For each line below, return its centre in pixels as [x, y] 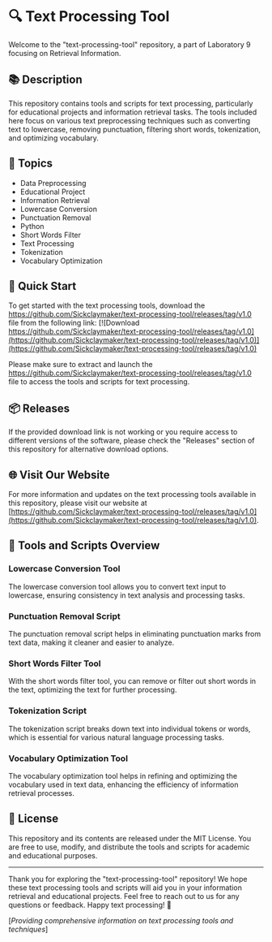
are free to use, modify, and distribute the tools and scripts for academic [129, 847]
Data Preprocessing [53, 183]
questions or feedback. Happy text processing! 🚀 [90, 905]
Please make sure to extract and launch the [81, 365]
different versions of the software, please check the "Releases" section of [132, 441]
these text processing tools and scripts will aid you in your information [125, 888]
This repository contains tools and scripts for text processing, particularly [131, 103]
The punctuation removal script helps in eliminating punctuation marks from [135, 633]
